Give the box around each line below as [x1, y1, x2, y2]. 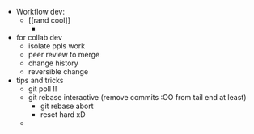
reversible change [28, 67, 89, 76]
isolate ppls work [28, 41, 86, 51]
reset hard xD [40, 110, 87, 119]
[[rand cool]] [28, 15, 71, 25]
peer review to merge [28, 50, 100, 59]
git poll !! [28, 84, 57, 94]
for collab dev [15, 32, 63, 42]
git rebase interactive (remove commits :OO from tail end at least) [28, 93, 247, 102]
